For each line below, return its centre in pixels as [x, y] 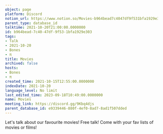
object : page [18, 9]
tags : [10, 37]
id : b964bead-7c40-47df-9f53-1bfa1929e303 [49, 32]
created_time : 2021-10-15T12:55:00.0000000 [50, 81]
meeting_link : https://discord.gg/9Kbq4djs [50, 104]
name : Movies [18, 100]
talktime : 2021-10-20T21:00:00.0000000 [45, 28]
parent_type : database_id [31, 23]
